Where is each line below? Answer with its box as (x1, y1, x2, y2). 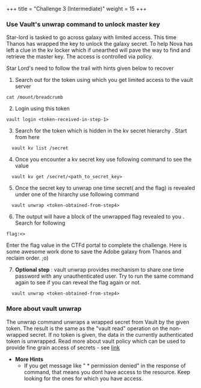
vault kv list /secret (11, 145, 69, 151)
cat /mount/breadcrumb (6, 95, 63, 101)
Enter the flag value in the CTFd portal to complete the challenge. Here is (6, 242, 187, 249)
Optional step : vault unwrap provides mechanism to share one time (14, 266, 184, 274)
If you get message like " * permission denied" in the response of (23, 361, 187, 369)
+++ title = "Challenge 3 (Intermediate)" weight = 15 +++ (6, 5, 147, 12)
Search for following (14, 219, 66, 227)
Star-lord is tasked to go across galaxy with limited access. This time (6, 34, 176, 41)
